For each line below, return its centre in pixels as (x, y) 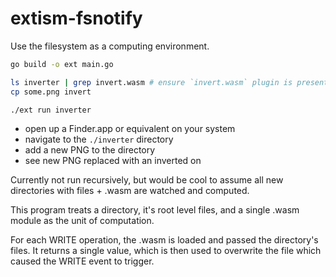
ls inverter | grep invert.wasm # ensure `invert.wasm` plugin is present (169, 82)
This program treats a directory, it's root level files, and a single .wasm (155, 210)
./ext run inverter (51, 110)
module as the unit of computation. (82, 221)
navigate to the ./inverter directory (99, 139)
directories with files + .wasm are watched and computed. (130, 191)
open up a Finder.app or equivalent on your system (130, 129)
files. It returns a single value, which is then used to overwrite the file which (166, 251)
